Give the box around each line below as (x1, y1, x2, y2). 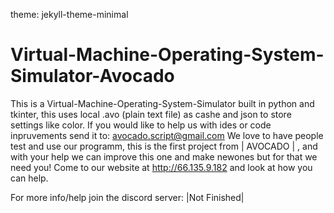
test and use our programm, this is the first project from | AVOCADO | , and (10, 140, 318, 152)
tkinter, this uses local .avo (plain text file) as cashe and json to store (10, 108, 292, 120)
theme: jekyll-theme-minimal (10, 9, 129, 20)
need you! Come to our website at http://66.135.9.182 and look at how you (10, 161, 313, 173)
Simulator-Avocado (10, 65, 175, 88)
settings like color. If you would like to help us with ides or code (10, 119, 272, 131)
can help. (10, 172, 49, 184)
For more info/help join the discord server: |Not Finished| (10, 191, 245, 203)
